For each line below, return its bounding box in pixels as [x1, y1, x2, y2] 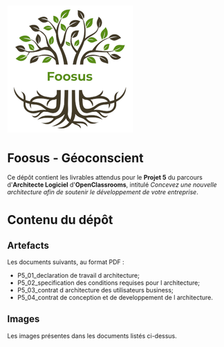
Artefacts [7, 239, 50, 251]
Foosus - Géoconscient [7, 151, 144, 166]
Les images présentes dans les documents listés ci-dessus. [7, 331, 178, 340]
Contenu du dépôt [7, 212, 113, 228]
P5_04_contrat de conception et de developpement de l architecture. [17, 293, 213, 301]
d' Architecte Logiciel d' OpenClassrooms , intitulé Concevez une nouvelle [7, 180, 218, 189]
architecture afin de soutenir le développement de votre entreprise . [7, 187, 198, 196]
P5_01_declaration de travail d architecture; [17, 271, 140, 279]
